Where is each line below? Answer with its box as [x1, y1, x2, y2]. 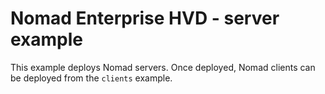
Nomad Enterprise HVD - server [10, 7, 280, 30]
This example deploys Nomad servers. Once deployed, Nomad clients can [10, 61, 316, 73]
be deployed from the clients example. [10, 72, 173, 84]
